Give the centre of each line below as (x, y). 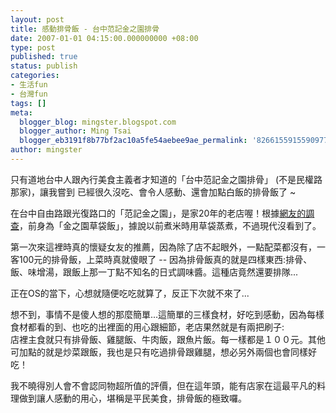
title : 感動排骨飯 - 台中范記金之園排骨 (85, 29)
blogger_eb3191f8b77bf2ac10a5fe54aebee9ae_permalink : (133, 141)
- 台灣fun (29, 94)
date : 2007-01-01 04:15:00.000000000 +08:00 (104, 38)
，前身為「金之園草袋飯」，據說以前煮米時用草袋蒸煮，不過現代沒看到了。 (170, 225)
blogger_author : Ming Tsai (75, 131)
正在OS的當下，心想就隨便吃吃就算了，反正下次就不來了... (130, 293)
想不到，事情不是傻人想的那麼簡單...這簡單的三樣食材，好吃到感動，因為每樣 (167, 314)
